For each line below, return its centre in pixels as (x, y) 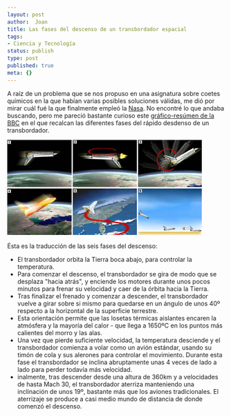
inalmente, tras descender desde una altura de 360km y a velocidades (118, 377)
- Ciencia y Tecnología (41, 44)
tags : (15, 37)
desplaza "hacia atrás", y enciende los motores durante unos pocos (114, 281)
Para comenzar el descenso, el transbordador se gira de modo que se (117, 274)
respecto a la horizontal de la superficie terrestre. (87, 310)
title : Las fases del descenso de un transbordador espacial (97, 29)
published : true (30, 66)
